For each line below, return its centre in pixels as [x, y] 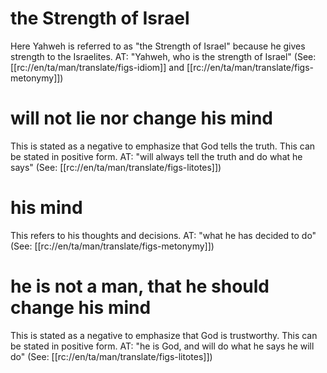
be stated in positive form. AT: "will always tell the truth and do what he [156, 156]
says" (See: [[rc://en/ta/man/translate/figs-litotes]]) [116, 167]
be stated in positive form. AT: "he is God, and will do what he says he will [162, 346]
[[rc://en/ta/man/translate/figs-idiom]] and [97, 67]
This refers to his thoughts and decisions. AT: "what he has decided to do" [163, 235]
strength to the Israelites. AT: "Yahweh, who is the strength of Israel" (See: [163, 56]
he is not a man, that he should [140, 286]
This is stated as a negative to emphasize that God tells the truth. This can [163, 146]
